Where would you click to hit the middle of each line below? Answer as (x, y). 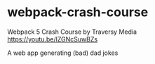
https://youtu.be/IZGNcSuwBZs (53, 39)
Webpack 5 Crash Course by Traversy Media (72, 32)
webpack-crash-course (78, 12)
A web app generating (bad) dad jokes (63, 53)
